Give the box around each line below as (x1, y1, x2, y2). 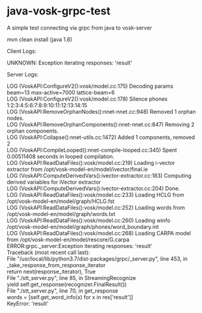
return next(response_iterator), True (7, 268, 96, 275)
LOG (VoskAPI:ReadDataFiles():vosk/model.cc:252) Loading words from (7, 203, 185, 211)
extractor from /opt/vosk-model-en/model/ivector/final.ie (7, 166, 148, 173)
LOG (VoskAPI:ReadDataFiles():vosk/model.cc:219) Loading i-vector (7, 159, 176, 166)
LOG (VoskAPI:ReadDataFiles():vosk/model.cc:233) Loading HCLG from (7, 191, 185, 198)
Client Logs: (7, 47, 37, 55)
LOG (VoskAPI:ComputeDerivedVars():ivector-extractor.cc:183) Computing (7, 172, 192, 179)
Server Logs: (7, 70, 38, 78)
